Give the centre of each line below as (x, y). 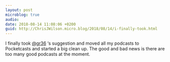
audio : (12, 19)
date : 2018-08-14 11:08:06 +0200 (41, 24)
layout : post (19, 10)
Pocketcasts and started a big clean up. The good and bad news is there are (85, 49)
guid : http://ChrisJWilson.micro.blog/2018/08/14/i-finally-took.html (81, 29)
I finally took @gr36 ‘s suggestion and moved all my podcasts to (72, 43)
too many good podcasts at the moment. (48, 54)
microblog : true (22, 15)
